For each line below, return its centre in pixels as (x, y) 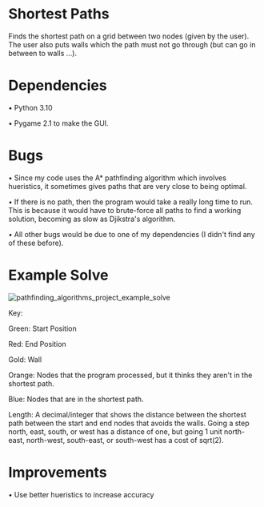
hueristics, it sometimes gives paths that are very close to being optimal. (128, 186)
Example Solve (58, 275)
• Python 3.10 (30, 107)
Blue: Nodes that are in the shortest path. (76, 399)
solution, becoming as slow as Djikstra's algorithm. (92, 219)
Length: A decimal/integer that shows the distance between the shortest (127, 414)
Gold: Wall (25, 359)
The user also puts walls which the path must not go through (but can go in (132, 44)
